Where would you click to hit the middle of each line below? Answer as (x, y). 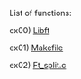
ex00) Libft (30, 30)
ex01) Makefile (36, 48)
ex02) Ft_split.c (38, 65)
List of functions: (40, 13)
